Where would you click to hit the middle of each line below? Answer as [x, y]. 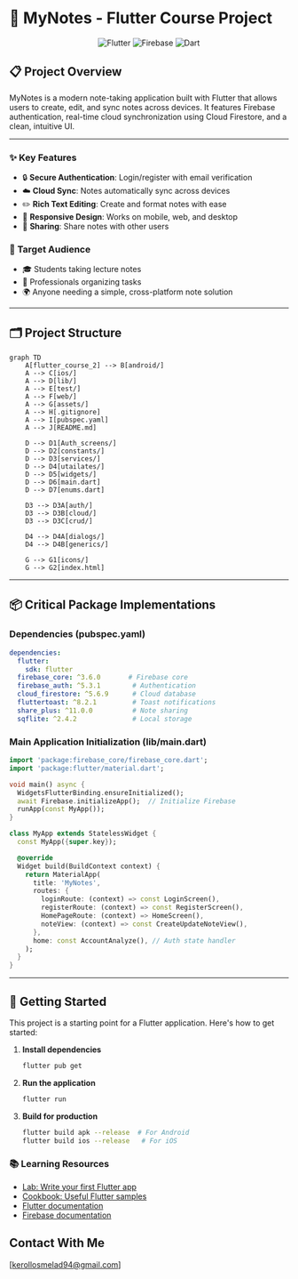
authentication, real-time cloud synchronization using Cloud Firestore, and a [148, 117]
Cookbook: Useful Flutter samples [84, 1196]
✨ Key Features [43, 157]
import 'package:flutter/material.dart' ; [87, 768]
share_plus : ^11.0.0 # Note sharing [103, 711]
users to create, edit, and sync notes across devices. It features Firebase [142, 107]
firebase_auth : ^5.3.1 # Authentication [107, 686]
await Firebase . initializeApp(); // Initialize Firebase [127, 801]
